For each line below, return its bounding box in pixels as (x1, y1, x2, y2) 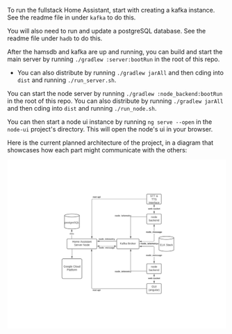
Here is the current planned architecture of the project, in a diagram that (7, 138, 214, 147)
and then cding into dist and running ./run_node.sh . (7, 104, 157, 112)
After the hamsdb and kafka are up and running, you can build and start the (7, 48, 223, 56)
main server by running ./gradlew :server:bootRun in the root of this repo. (7, 55, 220, 63)
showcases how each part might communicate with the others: (7, 146, 188, 154)
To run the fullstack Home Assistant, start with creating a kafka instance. (7, 6, 215, 14)
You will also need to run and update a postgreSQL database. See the (7, 27, 206, 35)
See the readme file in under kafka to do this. (7, 13, 136, 22)
